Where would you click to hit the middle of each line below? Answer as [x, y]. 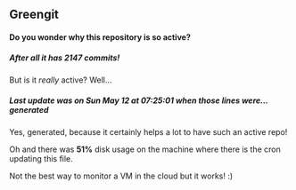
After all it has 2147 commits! [65, 58]
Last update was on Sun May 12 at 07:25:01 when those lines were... [139, 100]
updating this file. [41, 158]
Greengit [34, 15]
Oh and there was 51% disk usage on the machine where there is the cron [145, 149]
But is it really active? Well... [61, 80]
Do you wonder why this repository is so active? [100, 37]
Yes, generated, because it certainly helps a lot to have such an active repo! [148, 131]
